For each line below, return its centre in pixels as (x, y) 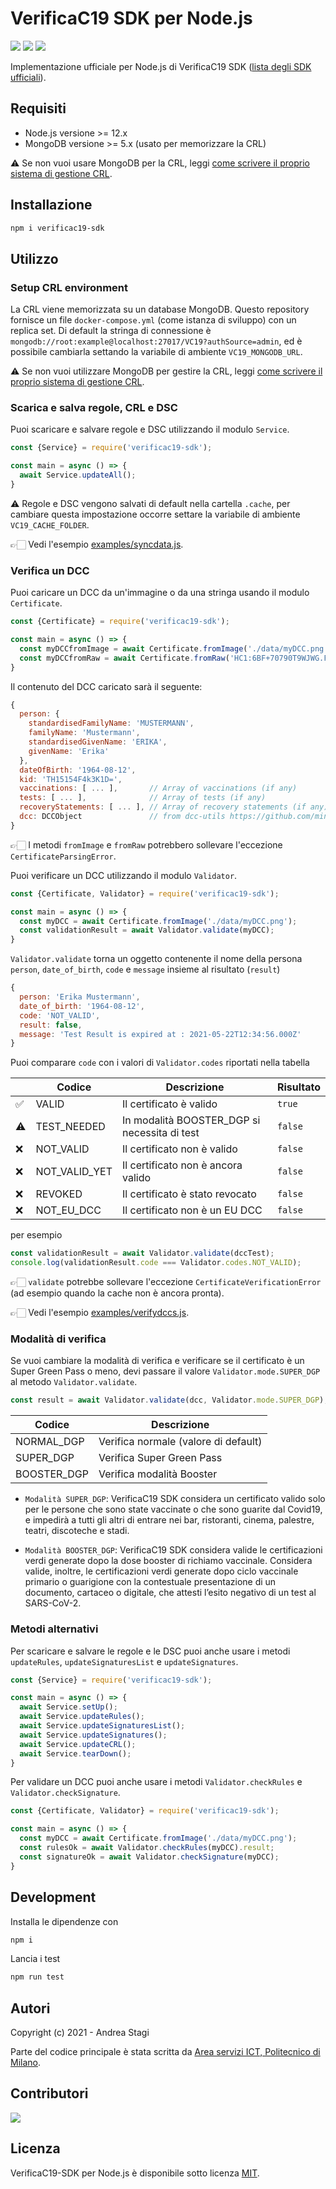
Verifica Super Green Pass (160, 1458)
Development (53, 1897)
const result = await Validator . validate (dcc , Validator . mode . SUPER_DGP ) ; (169, 1400)
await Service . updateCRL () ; (78, 1744)
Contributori (49, 2093)
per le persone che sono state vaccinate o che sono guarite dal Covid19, (173, 1509)
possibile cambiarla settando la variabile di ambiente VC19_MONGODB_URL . (156, 352)
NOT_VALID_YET (74, 1172)
